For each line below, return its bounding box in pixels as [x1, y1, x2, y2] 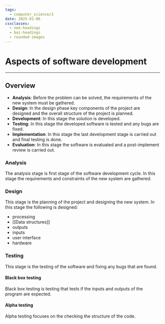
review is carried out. [12, 147, 55, 153]
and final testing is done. [12, 136, 62, 142]
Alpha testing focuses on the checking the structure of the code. [5, 313, 136, 319]
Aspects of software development [5, 56, 147, 67]
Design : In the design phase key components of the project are [12, 105, 140, 111]
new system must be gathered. [12, 99, 75, 106]
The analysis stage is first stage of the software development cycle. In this [5, 170, 156, 176]
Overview [5, 82, 36, 90]
